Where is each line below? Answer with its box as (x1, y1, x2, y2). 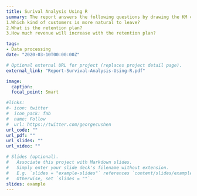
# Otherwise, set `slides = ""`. (6, 176, 93, 181)
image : (6, 78, 22, 84)
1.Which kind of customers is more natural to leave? (6, 19, 141, 25)
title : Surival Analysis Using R (6, 8, 88, 15)
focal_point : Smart (11, 89, 59, 95)
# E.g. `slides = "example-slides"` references (6, 170, 130, 176)
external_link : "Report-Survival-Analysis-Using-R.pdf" (6, 68, 145, 74)
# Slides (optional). (6, 154, 59, 160)
